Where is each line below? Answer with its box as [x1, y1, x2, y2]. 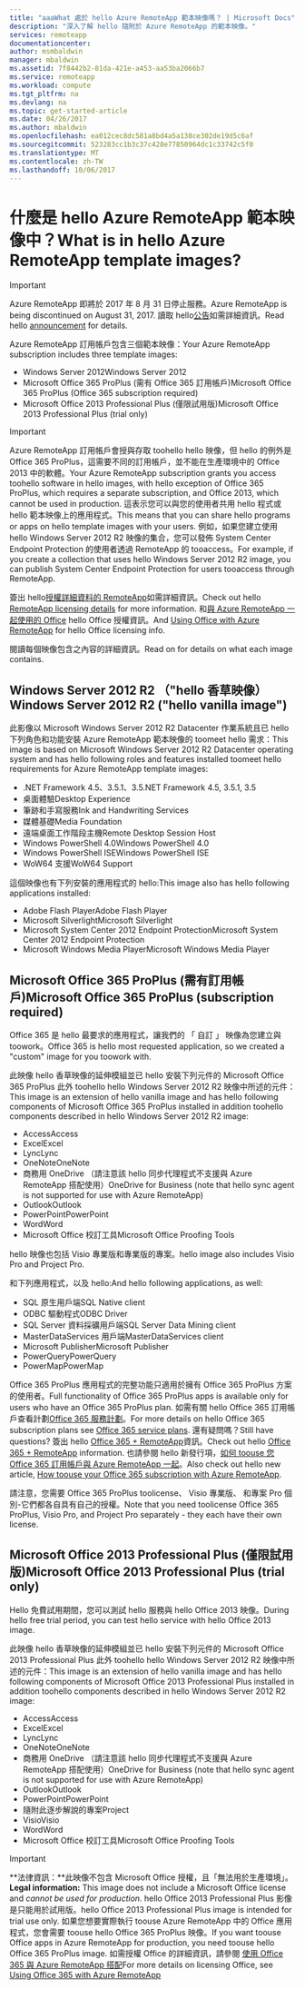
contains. [9, 654, 44, 665]
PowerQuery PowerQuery [22, 1351, 117, 1361]
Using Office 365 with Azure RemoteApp [9, 1969, 162, 1980]
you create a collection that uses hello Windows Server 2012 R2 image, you [9, 554, 291, 565]
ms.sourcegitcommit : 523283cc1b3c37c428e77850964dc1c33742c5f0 [9, 140, 254, 149]
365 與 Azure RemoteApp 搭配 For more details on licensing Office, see [9, 1959, 274, 1970]
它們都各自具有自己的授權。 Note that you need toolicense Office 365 [21, 1499, 280, 1509]
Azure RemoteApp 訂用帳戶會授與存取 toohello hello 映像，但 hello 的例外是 [9, 445, 292, 456]
